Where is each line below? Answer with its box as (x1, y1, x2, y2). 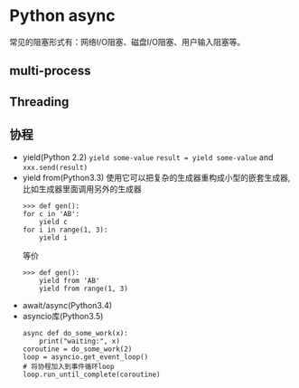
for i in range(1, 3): (22, 225, 108, 234)
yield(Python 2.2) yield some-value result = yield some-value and (22, 151, 274, 163)
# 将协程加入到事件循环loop (22, 362, 115, 371)
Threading (9, 94, 70, 109)
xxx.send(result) (22, 163, 89, 172)
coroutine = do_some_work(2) (22, 345, 133, 354)
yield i (39, 232, 68, 242)
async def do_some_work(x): (22, 328, 128, 337)
